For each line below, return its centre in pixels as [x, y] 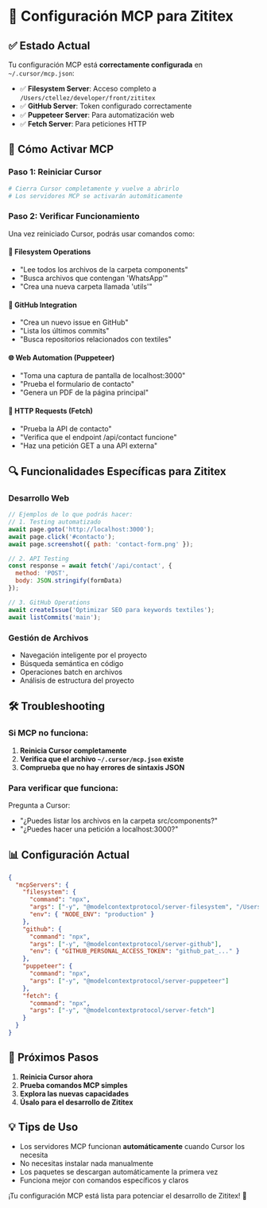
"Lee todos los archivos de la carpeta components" [104, 269]
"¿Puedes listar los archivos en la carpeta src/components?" [119, 820]
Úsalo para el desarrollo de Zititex [76, 1102]
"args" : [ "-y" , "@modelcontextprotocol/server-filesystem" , [131, 907]
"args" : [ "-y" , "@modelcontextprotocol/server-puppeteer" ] [129, 981]
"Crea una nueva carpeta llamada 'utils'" [86, 286]
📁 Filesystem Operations [50, 252]
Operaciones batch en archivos [71, 672]
